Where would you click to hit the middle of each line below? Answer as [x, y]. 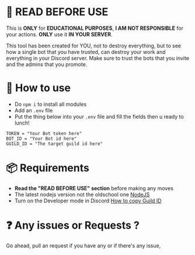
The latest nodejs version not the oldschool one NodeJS [82, 194]
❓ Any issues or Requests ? [73, 225]
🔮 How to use [39, 88]
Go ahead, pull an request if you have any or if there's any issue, [83, 246]
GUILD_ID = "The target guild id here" [55, 144]
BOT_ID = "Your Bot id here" [41, 139]
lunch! [22, 123]
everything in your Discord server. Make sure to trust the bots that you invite [98, 58]
